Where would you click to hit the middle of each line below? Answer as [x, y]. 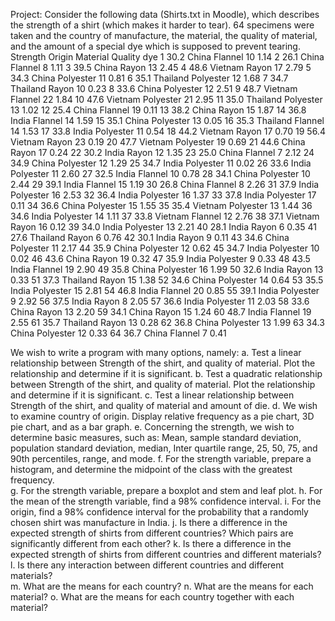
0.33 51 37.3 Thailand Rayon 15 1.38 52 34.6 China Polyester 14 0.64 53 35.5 [167, 280]
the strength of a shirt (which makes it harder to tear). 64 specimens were [162, 25]
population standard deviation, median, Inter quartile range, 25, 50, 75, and [164, 448]
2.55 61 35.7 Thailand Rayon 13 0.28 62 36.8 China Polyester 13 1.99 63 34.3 [167, 322]
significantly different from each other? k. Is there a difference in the [151, 543]
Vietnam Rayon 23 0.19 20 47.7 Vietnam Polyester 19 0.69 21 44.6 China [158, 142]
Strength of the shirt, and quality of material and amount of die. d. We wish [164, 405]
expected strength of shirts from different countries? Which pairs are [152, 533]
